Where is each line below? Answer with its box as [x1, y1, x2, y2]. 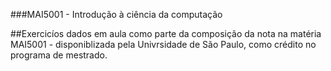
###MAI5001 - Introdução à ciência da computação [10, 9, 223, 20]
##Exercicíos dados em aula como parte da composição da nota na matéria [10, 28, 322, 39]
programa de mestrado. [10, 49, 108, 61]
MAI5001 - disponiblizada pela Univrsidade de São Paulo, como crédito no [10, 39, 317, 50]
